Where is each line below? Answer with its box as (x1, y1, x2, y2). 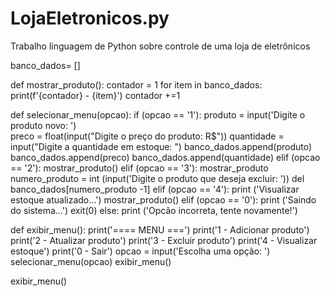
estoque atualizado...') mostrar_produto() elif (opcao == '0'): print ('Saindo (10, 193, 317, 206)
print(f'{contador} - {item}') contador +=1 (10, 89, 181, 101)
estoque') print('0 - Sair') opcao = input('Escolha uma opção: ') (10, 245, 271, 257)
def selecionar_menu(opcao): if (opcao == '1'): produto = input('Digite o (10, 108, 306, 121)
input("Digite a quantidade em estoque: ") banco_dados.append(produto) (10, 140, 313, 152)
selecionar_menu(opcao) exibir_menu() (10, 255, 172, 267)
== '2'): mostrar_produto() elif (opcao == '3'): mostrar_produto (10, 162, 269, 174)
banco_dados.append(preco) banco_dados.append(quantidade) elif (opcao (10, 151, 321, 163)
